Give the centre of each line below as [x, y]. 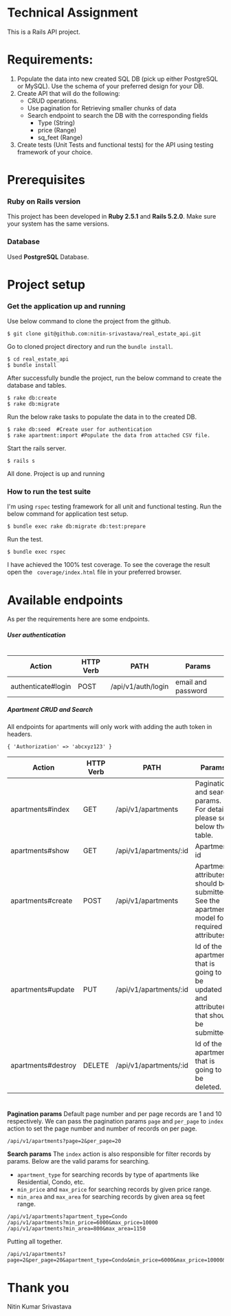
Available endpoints [65, 600]
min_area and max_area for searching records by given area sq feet [111, 1197]
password [191, 691]
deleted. [208, 1087]
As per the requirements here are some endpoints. [78, 619]
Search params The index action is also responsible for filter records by [109, 1154]
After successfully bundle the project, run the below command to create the [114, 378]
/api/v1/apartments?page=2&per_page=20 [64, 1141]
